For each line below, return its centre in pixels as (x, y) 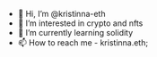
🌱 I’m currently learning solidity (75, 33)
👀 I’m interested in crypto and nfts (80, 23)
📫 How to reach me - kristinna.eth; (83, 43)
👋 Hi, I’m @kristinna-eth (61, 14)
